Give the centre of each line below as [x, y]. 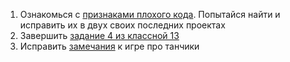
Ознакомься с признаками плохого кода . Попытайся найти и [150, 14]
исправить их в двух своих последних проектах [122, 25]
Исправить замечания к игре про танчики [109, 46]
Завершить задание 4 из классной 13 [99, 35]
